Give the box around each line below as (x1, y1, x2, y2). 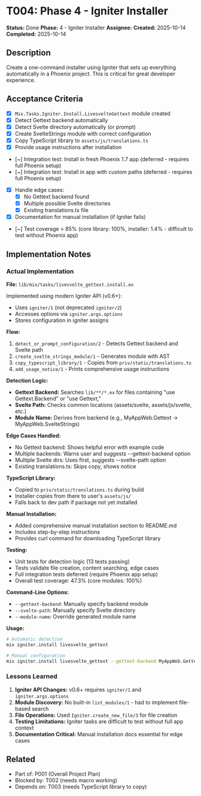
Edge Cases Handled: (6, 432, 61, 439)
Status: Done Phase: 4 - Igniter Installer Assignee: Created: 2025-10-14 (6, 24, 186, 31)
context (14, 724, 34, 731)
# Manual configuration (6, 652, 66, 659)
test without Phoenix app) (14, 232, 79, 239)
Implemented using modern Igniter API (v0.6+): (6, 292, 123, 299)
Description (6, 48, 51, 58)
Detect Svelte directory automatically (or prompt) (14, 123, 136, 130)
